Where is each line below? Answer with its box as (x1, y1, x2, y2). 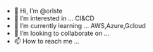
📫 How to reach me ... (13, 37, 80, 45)
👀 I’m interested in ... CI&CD (13, 14, 95, 22)
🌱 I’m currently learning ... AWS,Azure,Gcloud (13, 22, 146, 30)
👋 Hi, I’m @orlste (13, 7, 63, 15)
